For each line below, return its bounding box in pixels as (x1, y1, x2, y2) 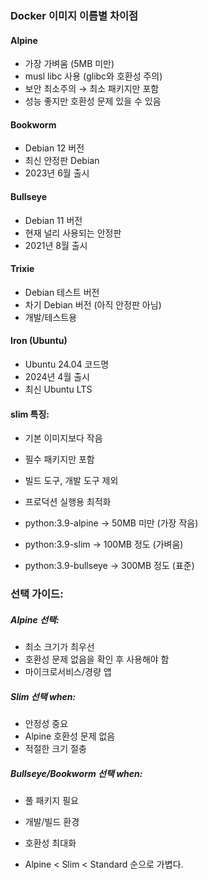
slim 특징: (10, 408, 50, 420)
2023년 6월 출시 (24, 167, 90, 179)
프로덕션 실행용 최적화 (24, 496, 112, 508)
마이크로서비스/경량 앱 (24, 666, 112, 678)
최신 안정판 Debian (24, 155, 100, 167)
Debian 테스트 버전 (24, 286, 100, 298)
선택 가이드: (10, 587, 64, 601)
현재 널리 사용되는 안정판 (24, 227, 122, 239)
